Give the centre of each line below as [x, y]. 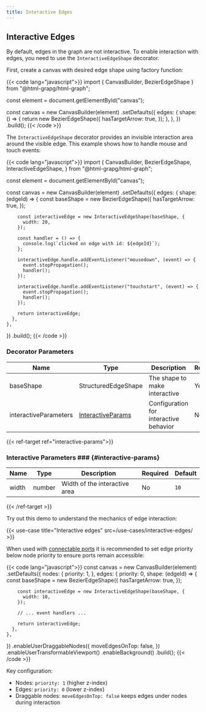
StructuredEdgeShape [111, 386]
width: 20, [36, 222]
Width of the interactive [95, 484]
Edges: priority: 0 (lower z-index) [60, 689]
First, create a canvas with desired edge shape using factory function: [95, 70]
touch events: [24, 151]
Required [155, 474]
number [44, 488]
